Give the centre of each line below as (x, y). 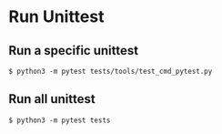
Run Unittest (56, 17)
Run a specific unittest (73, 51)
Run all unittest (52, 99)
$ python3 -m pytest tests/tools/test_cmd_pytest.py (111, 71)
